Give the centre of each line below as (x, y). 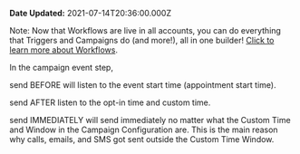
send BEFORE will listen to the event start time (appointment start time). (143, 85)
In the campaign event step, (61, 67)
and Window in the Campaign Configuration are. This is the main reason (144, 130)
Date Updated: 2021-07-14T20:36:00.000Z (91, 13)
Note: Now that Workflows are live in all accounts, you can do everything (145, 30)
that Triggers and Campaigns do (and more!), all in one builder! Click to (142, 40)
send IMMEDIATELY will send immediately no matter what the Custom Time (150, 120)
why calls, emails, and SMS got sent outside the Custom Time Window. (142, 139)
